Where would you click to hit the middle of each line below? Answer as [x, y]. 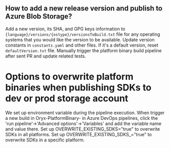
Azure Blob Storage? [39, 17]
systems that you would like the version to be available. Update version [80, 39]
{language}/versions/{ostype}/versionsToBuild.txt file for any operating [83, 34]
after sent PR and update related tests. [46, 56]
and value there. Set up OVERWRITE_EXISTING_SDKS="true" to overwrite [83, 129]
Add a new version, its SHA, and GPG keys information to [65, 29]
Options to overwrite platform [69, 77]
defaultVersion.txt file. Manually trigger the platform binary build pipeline [83, 50]
